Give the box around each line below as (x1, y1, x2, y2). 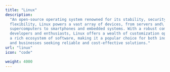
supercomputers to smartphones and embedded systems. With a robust (10, 26, 157, 31)
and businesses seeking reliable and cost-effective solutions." (10, 41, 151, 46)
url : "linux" (5, 45, 33, 50)
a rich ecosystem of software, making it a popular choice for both (10, 36, 157, 41)
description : (5, 12, 33, 17)
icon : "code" (5, 50, 33, 55)
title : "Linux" (5, 7, 37, 13)
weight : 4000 (5, 59, 33, 64)
